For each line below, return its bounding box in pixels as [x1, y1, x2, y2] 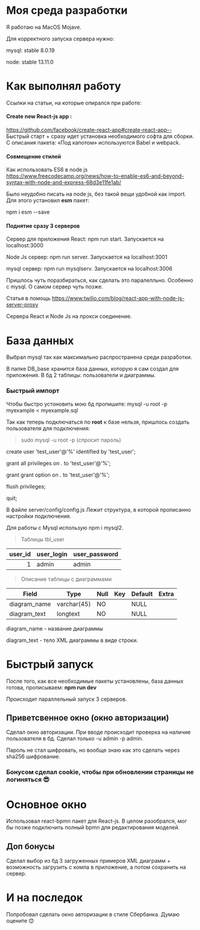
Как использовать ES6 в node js [6, 166, 88, 173]
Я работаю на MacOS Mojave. [6, 23, 82, 31]
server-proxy [6, 301, 39, 308]
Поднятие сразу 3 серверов [6, 222, 80, 229]
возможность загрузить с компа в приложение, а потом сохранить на [6, 863, 186, 871]
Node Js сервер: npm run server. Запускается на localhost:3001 [6, 253, 168, 261]
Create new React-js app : [6, 113, 72, 120]
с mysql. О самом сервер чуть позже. [6, 283, 104, 290]
